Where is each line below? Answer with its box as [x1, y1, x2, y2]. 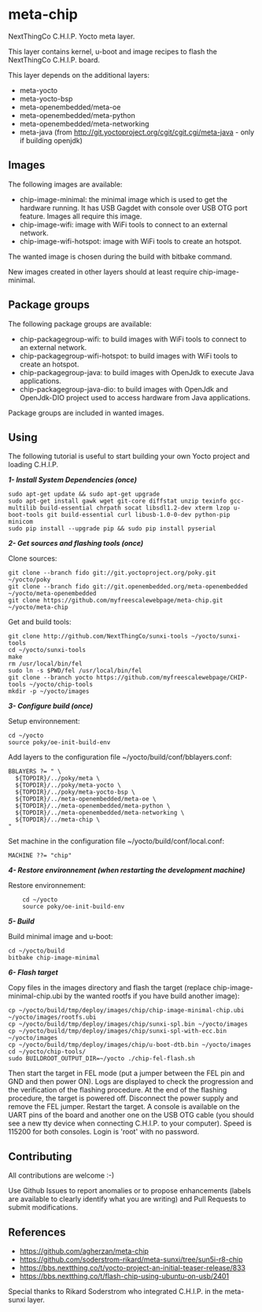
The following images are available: [8, 179, 123, 189]
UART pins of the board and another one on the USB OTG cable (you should [8, 1111, 254, 1120]
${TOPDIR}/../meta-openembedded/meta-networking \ [15, 809, 185, 817]
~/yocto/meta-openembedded [8, 590, 97, 598]
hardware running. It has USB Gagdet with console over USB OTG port [19, 203, 248, 212]
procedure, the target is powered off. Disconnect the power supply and [8, 1093, 238, 1103]
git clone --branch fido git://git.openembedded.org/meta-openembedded [8, 583, 248, 591]
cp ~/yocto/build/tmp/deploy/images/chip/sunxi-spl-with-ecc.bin [8, 1027, 227, 1035]
